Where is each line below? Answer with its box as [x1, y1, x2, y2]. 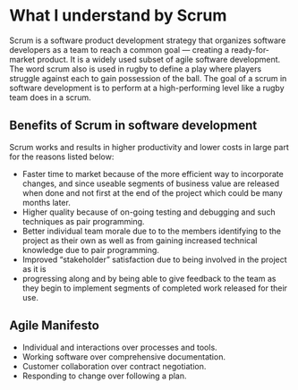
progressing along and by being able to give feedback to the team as [21, 273, 277, 284]
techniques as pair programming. [21, 216, 145, 226]
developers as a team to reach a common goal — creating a [9, 44, 230, 55]
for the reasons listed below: [9, 151, 115, 162]
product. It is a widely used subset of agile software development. [37, 54, 281, 64]
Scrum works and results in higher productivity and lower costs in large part [9, 141, 289, 152]
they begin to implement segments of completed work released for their [21, 283, 288, 293]
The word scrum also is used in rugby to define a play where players [9, 64, 262, 74]
